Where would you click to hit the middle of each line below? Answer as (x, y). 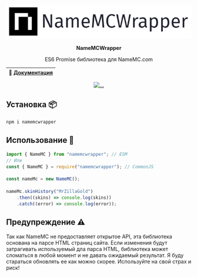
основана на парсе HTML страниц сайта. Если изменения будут (87, 242)
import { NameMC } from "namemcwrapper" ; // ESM (67, 154)
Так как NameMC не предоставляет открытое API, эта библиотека (89, 236)
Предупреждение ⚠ (46, 222)
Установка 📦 (31, 104)
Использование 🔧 (40, 140)
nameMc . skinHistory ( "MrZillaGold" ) (50, 192)
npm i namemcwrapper (31, 122)
